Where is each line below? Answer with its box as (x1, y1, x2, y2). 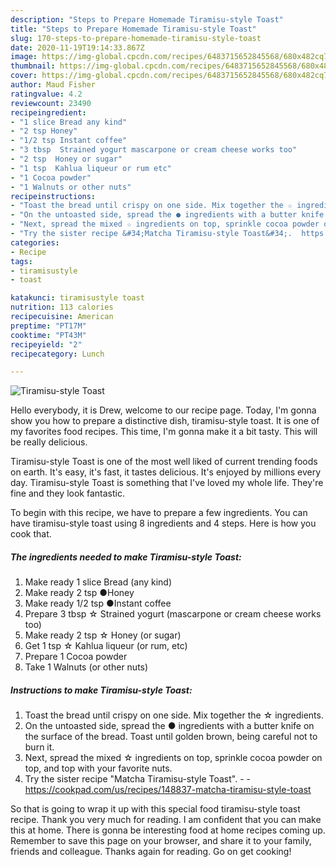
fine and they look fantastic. (10, 487, 125, 500)
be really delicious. (10, 436, 88, 448)
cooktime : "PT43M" (10, 330, 87, 340)
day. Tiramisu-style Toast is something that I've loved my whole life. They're (10, 477, 324, 489)
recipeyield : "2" (10, 339, 83, 350)
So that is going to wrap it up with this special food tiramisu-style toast (10, 803, 301, 815)
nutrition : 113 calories (10, 302, 114, 313)
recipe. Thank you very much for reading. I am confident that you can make (10, 814, 322, 826)
